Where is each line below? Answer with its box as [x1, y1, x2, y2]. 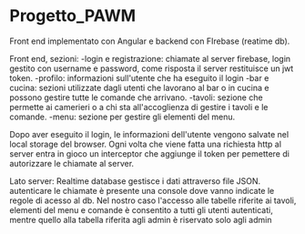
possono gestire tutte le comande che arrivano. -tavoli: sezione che [9, 92, 263, 103]
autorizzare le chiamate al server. [9, 158, 135, 168]
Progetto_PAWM [9, 5, 137, 26]
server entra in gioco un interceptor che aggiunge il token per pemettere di [9, 148, 290, 159]
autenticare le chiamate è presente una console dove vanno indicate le [9, 185, 275, 196]
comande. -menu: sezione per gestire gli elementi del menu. [9, 111, 235, 122]
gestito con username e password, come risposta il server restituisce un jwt [9, 63, 294, 74]
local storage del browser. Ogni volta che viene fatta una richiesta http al [9, 138, 282, 149]
